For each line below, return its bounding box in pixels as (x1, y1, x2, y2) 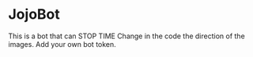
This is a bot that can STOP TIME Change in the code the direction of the (8, 31, 245, 41)
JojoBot (8, 5, 61, 23)
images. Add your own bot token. (8, 39, 116, 48)
